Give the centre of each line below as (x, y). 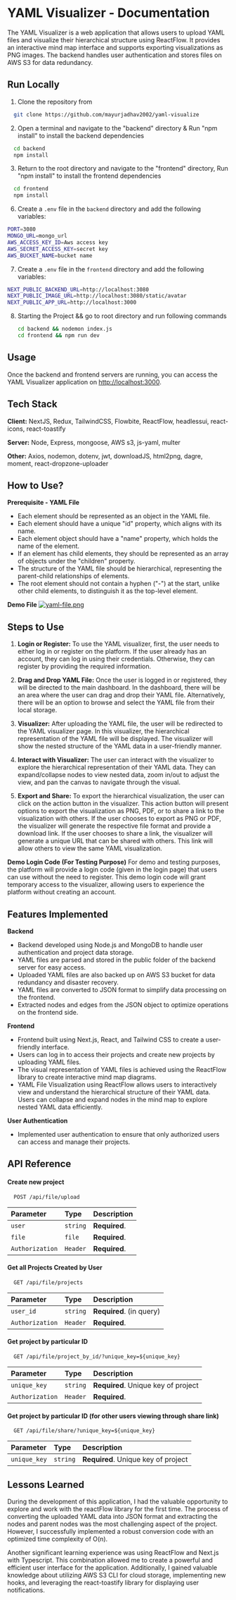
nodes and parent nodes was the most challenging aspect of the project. (112, 1524)
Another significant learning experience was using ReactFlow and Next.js (113, 1552)
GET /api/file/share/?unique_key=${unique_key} (85, 1431)
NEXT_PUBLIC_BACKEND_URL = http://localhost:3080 (78, 289)
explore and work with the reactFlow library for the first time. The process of (118, 1509)
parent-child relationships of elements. (73, 576)
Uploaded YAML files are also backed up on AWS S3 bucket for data (116, 975)
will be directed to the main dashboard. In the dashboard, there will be (119, 688)
